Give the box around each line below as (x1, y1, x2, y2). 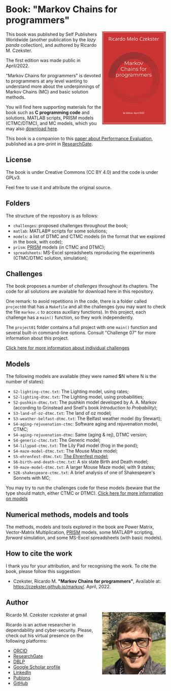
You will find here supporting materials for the (6, 104, 101, 110)
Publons (13, 675, 31, 681)
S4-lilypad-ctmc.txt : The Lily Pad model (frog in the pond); (13, 442, 139, 448)
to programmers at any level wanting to (6, 78, 88, 84)
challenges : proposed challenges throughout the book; (13, 222, 128, 228)
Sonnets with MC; (13, 475, 51, 481)
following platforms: (6, 638, 48, 644)
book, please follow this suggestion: (6, 568, 81, 574)
